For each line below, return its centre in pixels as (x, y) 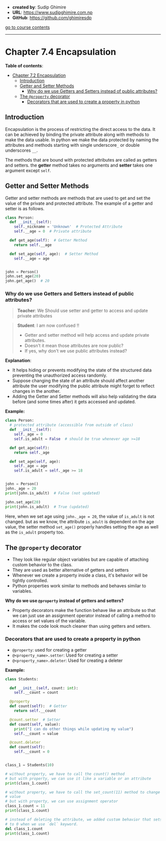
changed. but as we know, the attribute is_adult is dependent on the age (80, 521)
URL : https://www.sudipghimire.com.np (52, 12)
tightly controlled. (30, 581)
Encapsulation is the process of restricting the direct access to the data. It (80, 129)
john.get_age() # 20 (27, 281)
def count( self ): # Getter (39, 706)
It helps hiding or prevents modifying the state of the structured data (82, 370)
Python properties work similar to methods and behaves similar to (79, 586)
